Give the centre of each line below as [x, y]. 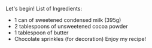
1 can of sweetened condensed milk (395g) [68, 20]
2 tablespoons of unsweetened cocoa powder [71, 26]
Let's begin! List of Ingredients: [44, 9]
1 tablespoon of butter [41, 33]
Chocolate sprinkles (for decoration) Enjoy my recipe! [80, 39]
